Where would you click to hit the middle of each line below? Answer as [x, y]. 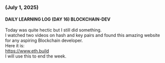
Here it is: [15, 46]
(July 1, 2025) [22, 7]
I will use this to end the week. [36, 56]
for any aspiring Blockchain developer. [44, 40]
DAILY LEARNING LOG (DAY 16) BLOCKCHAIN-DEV [58, 19]
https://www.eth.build [27, 51]
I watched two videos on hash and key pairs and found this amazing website [82, 35]
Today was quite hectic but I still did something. [53, 30]
